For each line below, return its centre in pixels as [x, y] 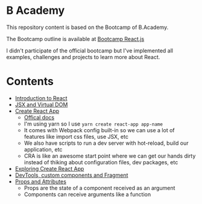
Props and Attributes [40, 181]
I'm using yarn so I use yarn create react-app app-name [93, 124]
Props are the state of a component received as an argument [99, 188]
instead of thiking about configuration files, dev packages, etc [101, 162]
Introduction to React [41, 98]
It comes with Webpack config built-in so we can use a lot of [99, 130]
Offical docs [39, 117]
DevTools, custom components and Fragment [71, 175]
